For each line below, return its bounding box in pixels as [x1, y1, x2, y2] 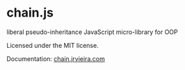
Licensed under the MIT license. [6, 41, 99, 49]
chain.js [6, 5, 54, 21]
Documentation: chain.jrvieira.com [6, 54, 105, 63]
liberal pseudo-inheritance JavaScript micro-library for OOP [6, 28, 178, 36]
